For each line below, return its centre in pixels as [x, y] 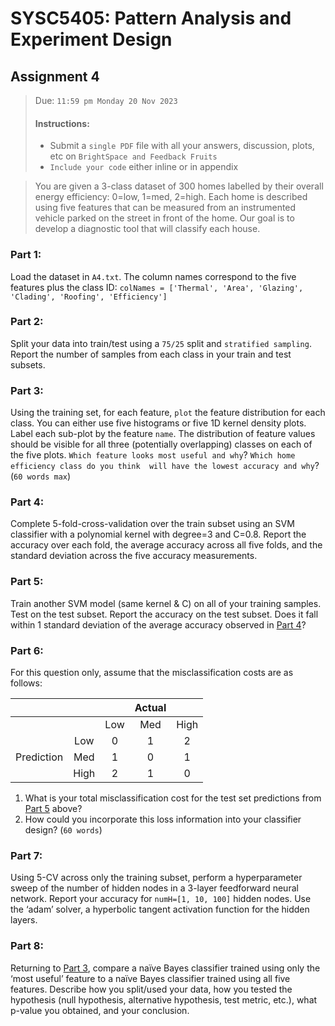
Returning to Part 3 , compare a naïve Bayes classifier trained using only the [165, 968]
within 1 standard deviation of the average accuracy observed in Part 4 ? [158, 624]
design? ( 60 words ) [63, 829]
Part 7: [26, 855]
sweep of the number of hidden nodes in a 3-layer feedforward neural [154, 888]
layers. [24, 920]
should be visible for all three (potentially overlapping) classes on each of [161, 444]
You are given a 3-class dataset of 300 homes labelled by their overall [179, 186]
